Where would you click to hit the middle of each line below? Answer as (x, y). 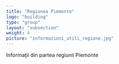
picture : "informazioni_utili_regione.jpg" (60, 38)
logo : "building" (27, 17)
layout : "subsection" (33, 28)
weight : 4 (18, 33)
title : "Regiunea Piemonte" (40, 11)
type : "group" (23, 22)
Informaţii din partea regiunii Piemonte (52, 55)
